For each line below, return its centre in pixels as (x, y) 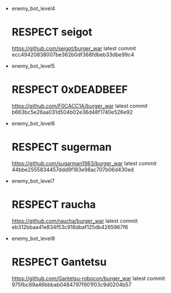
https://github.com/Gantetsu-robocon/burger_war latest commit (88, 278)
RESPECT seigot (52, 32)
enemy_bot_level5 (33, 66)
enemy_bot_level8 (33, 238)
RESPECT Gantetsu (59, 262)
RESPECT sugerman (62, 147)
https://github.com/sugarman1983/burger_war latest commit (84, 163)
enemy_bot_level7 (33, 180)
